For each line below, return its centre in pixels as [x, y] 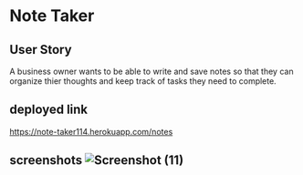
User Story [41, 50]
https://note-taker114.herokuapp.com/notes [91, 131]
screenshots [46, 160]
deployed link [49, 110]
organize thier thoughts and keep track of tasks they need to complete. [143, 81]
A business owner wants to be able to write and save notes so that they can [151, 71]
